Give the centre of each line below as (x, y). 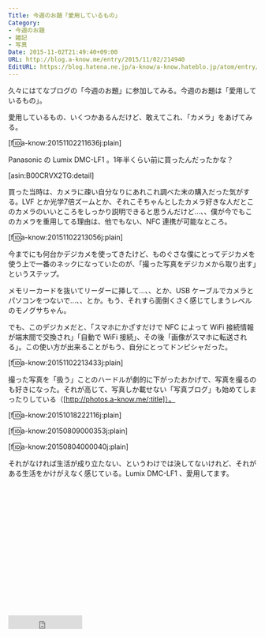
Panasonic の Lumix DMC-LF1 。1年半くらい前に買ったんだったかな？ (121, 160)
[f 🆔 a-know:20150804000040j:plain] (68, 447)
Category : (24, 23)
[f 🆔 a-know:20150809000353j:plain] (68, 431)
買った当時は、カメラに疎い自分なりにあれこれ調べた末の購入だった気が (125, 191)
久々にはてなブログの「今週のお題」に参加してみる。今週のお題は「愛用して (132, 90)
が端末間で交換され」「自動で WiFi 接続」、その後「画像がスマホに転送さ (124, 337)
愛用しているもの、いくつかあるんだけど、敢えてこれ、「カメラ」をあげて (127, 117)
